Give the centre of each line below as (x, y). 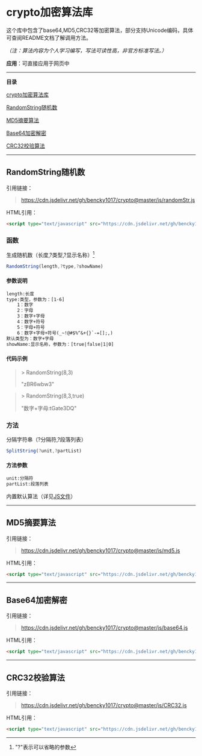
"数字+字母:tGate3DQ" (49, 408)
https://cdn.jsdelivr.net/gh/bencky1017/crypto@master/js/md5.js (100, 550)
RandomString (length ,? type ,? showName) (55, 266)
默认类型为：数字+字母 (30, 339)
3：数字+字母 (31, 316)
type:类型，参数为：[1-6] (35, 299)
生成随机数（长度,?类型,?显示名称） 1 (50, 254)
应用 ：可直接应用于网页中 (38, 63)
